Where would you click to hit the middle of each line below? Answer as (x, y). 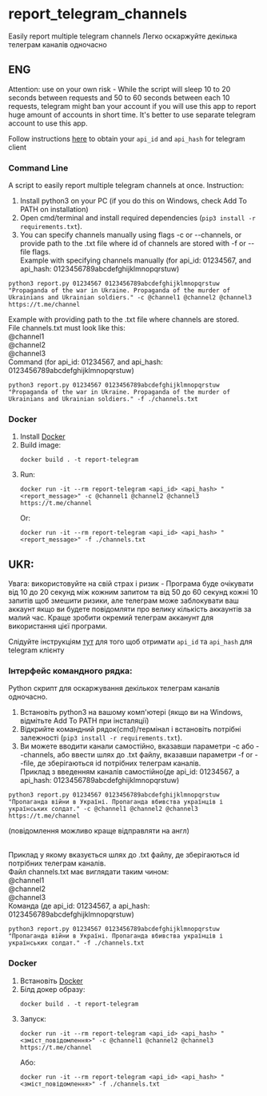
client (17, 147)
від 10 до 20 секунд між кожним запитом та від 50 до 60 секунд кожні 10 (133, 592)
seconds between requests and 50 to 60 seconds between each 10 (119, 98)
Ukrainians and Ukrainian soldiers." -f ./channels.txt (103, 399)
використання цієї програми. (58, 626)
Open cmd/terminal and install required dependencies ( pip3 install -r (137, 218)
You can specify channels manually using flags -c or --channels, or (131, 235)
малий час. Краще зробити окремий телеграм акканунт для (111, 618)
